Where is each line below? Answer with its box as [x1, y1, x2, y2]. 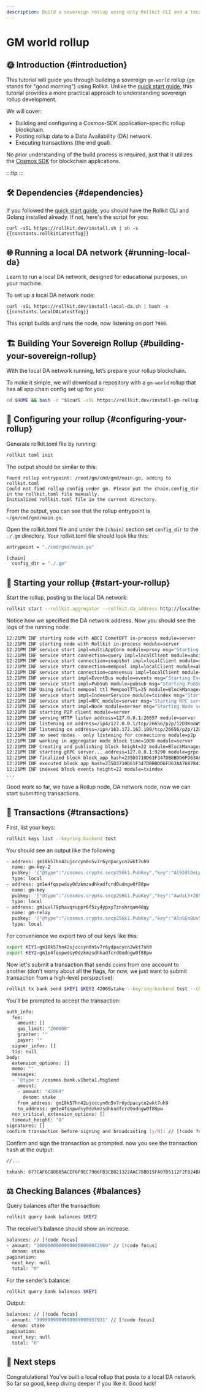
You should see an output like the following [6, 847, 115, 854]
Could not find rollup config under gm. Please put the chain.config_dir [6, 486, 199, 492]
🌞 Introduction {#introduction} [6, 59, 128, 71]
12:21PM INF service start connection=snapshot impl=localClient [6, 658, 177, 664]
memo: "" [12, 1066, 34, 1072]
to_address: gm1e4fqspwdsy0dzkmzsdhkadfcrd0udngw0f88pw [17, 1105, 164, 1112]
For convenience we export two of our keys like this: [6, 933, 139, 939]
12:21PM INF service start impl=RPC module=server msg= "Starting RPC [6, 698, 188, 704]
